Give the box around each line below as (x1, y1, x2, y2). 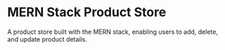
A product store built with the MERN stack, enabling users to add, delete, (7, 27, 218, 36)
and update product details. (7, 35, 88, 43)
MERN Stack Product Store (7, 4, 167, 20)
